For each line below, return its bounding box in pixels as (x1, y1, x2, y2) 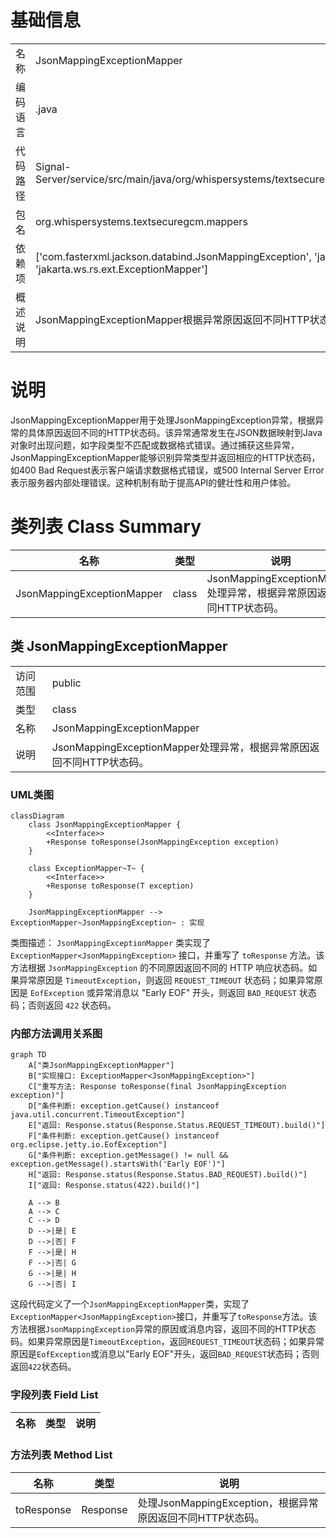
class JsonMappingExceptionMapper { (28, 819, 182, 830)
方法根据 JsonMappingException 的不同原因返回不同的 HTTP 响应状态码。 (10, 961, 309, 973)
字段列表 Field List (10, 1388, 99, 1402)
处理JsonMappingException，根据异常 (137, 1496, 319, 1510)
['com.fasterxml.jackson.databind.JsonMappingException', (35, 249, 312, 263)
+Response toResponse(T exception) (46, 881, 195, 891)
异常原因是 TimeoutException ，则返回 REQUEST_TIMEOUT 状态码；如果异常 (18, 974, 315, 986)
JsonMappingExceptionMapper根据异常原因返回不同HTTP (35, 312, 310, 326)
